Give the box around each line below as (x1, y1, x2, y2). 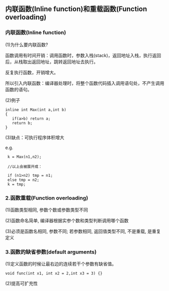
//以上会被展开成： (7, 164, 42, 169)
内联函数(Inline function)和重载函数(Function (5, 5, 147, 14)
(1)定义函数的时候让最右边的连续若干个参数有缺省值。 (5, 261, 117, 267)
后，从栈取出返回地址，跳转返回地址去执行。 (5, 59, 98, 65)
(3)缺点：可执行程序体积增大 (5, 134, 65, 140)
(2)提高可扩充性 (5, 280, 38, 286)
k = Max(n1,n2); (7, 154, 42, 159)
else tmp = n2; (7, 177, 39, 182)
